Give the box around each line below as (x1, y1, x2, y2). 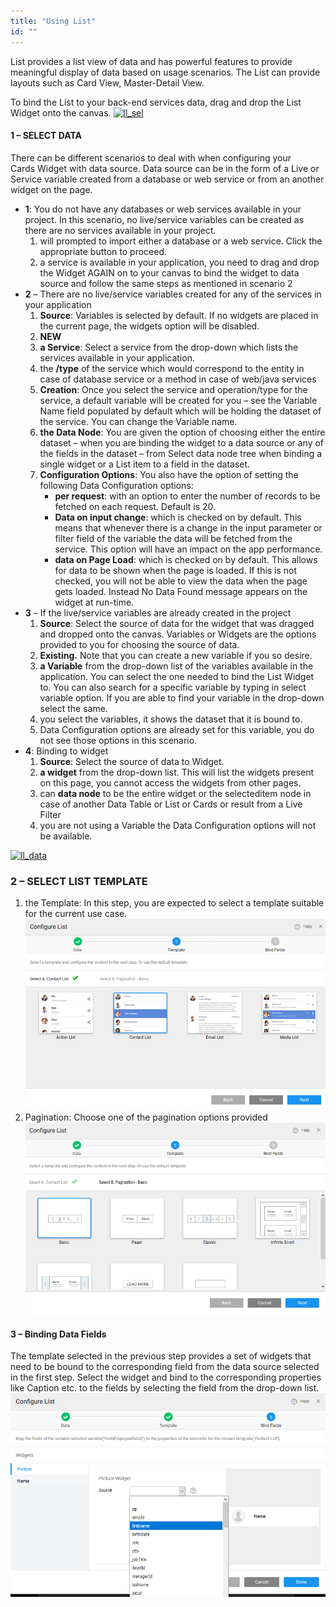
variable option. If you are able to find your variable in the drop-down (39, 691, 325, 704)
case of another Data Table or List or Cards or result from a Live (39, 798, 303, 810)
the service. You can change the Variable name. (39, 415, 238, 427)
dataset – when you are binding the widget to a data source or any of (39, 436, 325, 449)
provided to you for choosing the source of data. (39, 638, 240, 650)
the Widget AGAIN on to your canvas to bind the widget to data (39, 266, 300, 279)
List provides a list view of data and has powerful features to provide (10, 55, 293, 67)
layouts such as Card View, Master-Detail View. (10, 76, 205, 89)
